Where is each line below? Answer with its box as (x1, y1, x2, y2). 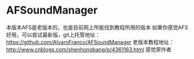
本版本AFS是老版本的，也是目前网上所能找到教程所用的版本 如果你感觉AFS (6, 24, 188, 31)
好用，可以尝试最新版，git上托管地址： (6, 31, 101, 38)
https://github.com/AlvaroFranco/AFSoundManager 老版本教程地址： (6, 38, 174, 45)
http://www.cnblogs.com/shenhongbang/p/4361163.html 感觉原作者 (6, 45, 172, 53)
